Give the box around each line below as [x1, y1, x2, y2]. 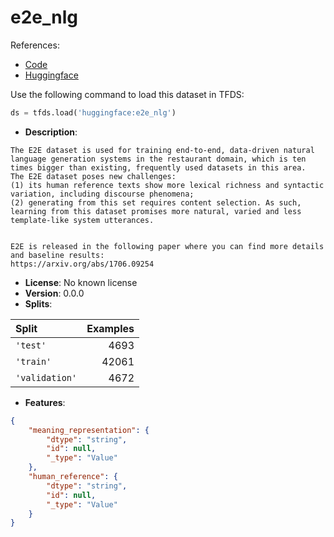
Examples [86, 321, 135, 335]
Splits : [24, 297, 53, 310]
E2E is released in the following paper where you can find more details [10, 241, 325, 251]
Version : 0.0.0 [24, 287, 85, 299]
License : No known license [24, 276, 138, 288]
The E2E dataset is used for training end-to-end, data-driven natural [10, 145, 315, 155]
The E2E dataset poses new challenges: [10, 171, 177, 181]
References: [10, 39, 60, 51]
